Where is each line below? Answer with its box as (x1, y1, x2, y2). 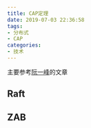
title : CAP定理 (7, 10, 49, 17)
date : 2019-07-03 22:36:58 (7, 16, 85, 23)
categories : (7, 42, 41, 49)
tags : (7, 23, 23, 29)
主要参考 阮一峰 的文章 (7, 68, 68, 76)
